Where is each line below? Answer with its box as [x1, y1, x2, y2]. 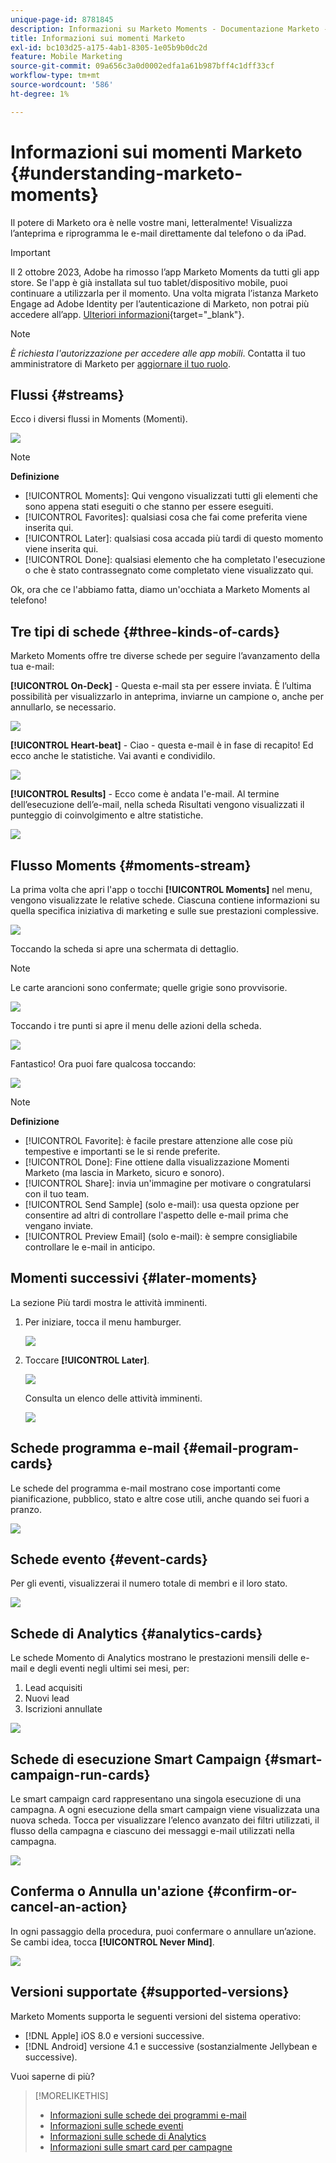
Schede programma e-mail [10, 1440, 180, 1457]
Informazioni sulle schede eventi [49, 2119, 184, 2131]
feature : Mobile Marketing [10, 52, 123, 62]
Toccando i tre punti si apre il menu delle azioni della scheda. [10, 1020, 262, 1031]
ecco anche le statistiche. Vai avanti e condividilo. [10, 750, 216, 762]
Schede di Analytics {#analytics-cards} [10, 1625, 263, 1642]
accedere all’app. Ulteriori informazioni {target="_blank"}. [10, 308, 245, 320]
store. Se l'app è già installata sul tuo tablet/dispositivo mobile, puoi [10, 276, 288, 288]
